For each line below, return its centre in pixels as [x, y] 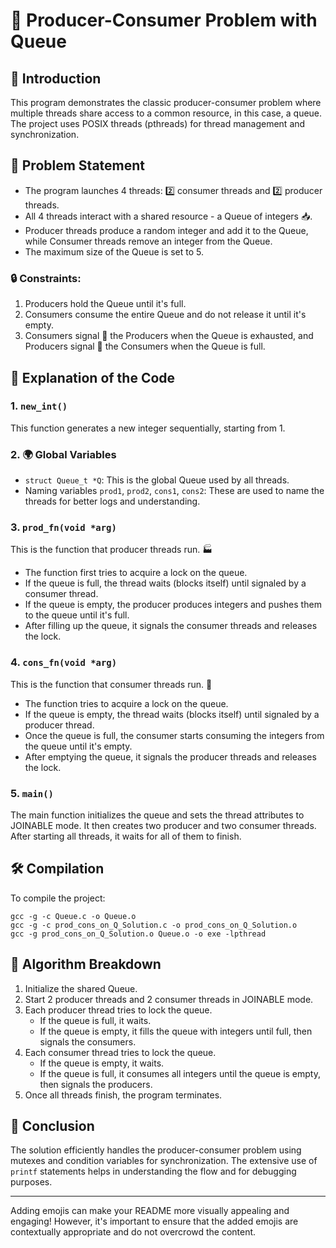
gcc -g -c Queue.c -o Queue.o [73, 916]
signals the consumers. [88, 1041]
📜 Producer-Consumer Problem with [164, 20]
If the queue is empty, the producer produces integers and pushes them [173, 605]
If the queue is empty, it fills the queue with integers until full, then [176, 1031]
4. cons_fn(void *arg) [64, 662]
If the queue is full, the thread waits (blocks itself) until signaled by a [165, 583]
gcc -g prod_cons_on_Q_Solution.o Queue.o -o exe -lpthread [138, 934]
